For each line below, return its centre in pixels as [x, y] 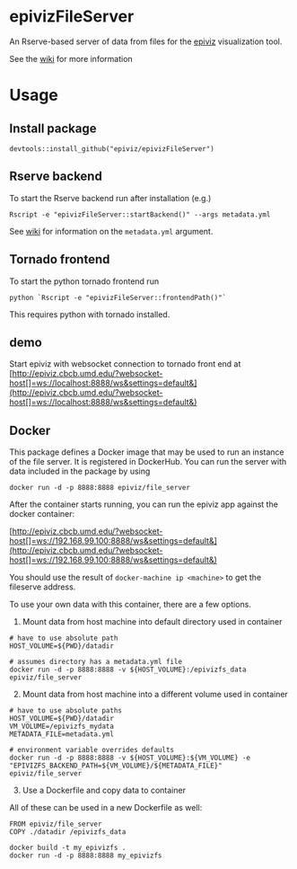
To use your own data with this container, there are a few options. [130, 605]
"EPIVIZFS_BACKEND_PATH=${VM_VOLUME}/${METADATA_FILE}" [116, 766]
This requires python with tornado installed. [90, 314]
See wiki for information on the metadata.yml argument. [111, 231]
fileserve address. [43, 587]
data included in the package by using [80, 471]
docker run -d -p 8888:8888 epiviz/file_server [100, 488]
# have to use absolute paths [66, 711]
